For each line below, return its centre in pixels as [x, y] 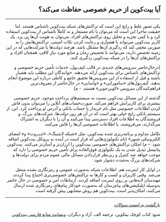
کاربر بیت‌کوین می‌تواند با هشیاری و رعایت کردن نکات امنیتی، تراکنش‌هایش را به [88, 42]
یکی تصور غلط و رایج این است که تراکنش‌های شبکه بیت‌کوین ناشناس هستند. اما [88, 26]
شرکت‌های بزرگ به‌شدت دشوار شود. [127, 160]
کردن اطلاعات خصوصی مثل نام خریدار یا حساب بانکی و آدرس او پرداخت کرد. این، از [83, 108]
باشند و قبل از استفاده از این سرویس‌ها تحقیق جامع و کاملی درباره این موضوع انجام [84, 78]
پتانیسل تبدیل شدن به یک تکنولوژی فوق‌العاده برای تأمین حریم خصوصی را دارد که [87, 149]
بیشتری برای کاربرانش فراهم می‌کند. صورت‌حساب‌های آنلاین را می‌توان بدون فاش [86, 103]
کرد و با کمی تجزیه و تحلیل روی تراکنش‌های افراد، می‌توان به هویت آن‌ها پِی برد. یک [85, 36]
